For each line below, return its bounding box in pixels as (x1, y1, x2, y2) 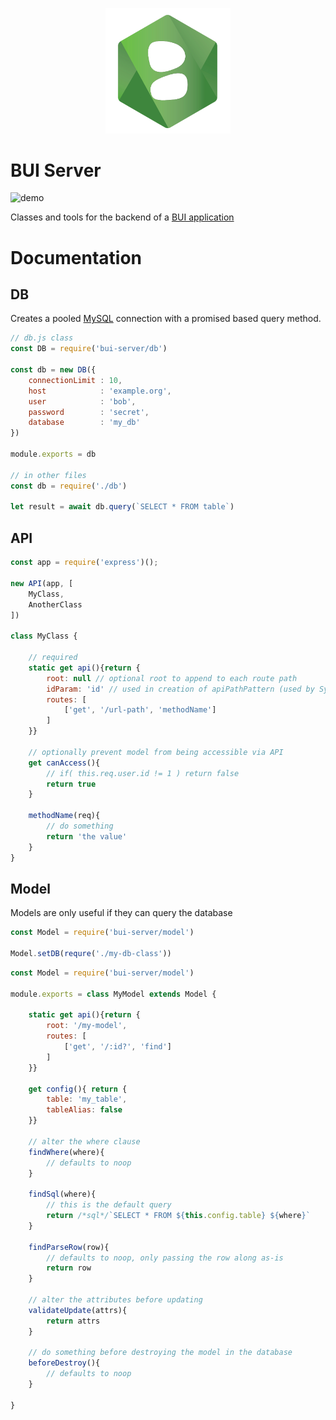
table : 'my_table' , (46, 1094, 128, 1105)
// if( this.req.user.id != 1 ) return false (46, 768, 240, 778)
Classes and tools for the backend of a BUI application (10, 211, 235, 223)
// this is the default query (46, 1200, 172, 1210)
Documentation (10, 246, 143, 269)
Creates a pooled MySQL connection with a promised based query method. (10, 313, 322, 325)
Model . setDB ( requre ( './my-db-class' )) (10, 949, 172, 959)
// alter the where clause (28, 1136, 141, 1147)
